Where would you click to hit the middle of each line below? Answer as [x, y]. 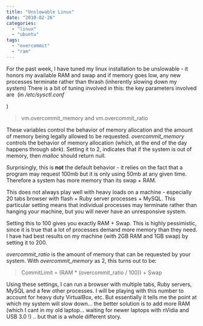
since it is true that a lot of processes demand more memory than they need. [102, 229]
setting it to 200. [27, 242]
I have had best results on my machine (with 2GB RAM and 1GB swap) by [97, 236]
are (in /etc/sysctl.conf [35, 94]
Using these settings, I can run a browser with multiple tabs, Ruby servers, [99, 284]
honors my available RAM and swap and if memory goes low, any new [94, 75]
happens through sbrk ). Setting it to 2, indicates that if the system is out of [99, 149]
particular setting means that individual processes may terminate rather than [101, 205]
